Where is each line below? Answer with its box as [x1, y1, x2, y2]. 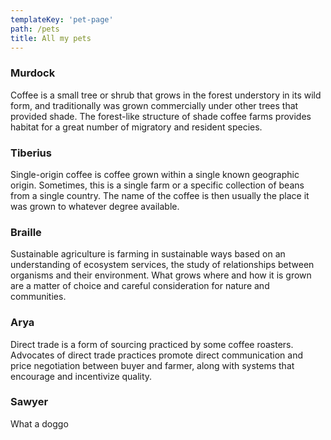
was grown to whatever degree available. [10, 200, 180, 212]
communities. [10, 291, 67, 303]
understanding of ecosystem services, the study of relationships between [10, 259, 315, 271]
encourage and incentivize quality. [10, 370, 153, 382]
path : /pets [10, 24, 60, 34]
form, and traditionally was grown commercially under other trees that [10, 99, 299, 111]
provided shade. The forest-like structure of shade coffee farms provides [10, 110, 312, 122]
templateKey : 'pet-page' [10, 14, 114, 25]
